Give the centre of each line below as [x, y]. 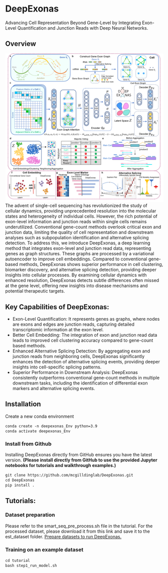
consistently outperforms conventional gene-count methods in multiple [86, 378]
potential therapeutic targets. [35, 291]
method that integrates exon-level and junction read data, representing [78, 248]
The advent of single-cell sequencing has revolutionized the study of [76, 206]
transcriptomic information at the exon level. [58, 330]
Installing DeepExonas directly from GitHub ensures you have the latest [79, 455]
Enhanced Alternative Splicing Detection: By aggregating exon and [81, 351]
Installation [23, 404]
